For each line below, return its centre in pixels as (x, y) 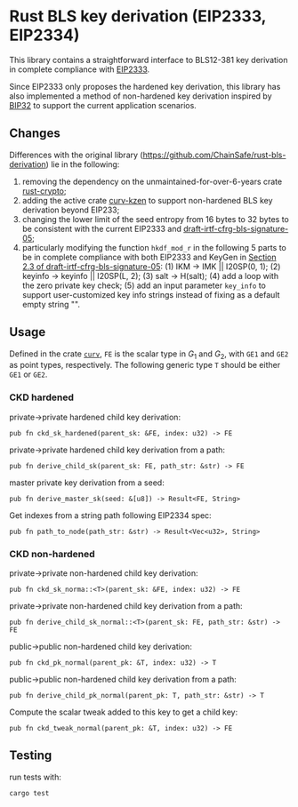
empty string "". (51, 304)
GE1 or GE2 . (28, 374)
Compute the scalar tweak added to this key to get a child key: (124, 712)
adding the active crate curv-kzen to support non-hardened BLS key (147, 200)
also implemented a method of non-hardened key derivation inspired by (141, 96)
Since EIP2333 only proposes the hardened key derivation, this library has (145, 86)
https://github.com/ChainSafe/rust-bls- (214, 155)
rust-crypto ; (44, 191)
